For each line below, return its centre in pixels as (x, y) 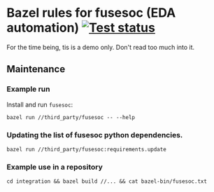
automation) (43, 28)
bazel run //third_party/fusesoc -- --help (71, 117)
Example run (28, 89)
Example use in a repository (55, 167)
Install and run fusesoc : (40, 104)
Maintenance (36, 69)
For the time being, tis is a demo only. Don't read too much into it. (101, 47)
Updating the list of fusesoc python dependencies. (95, 135)
